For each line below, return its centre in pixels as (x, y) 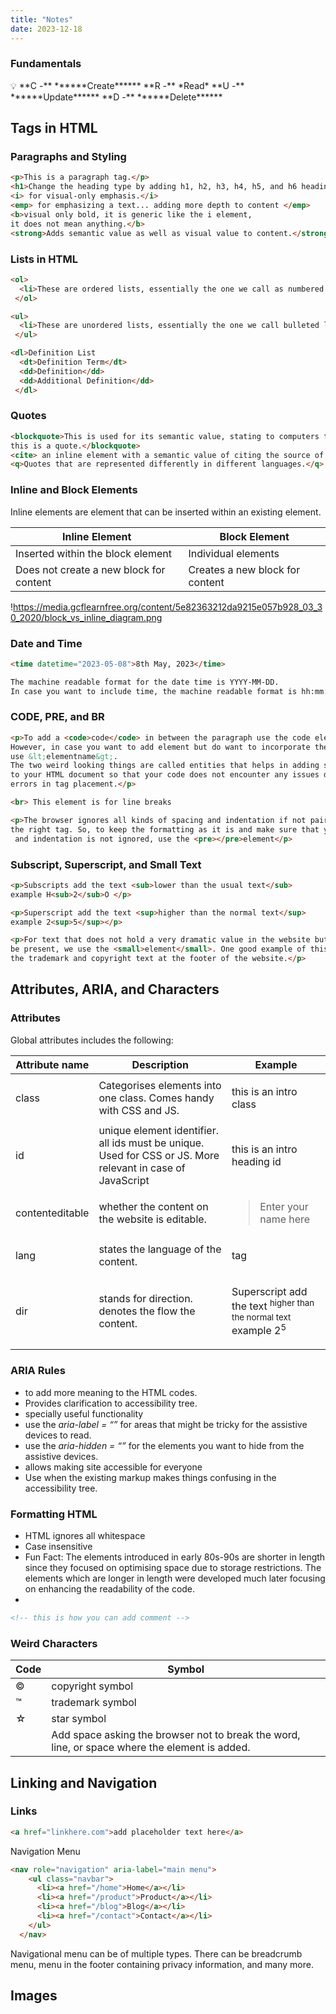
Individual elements (234, 553)
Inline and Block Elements (74, 490)
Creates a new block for (244, 569)
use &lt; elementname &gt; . (64, 756)
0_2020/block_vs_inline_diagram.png (86, 617)
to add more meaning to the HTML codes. (111, 1392)
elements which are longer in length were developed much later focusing (175, 1578)
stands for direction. (145, 1299)
